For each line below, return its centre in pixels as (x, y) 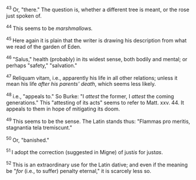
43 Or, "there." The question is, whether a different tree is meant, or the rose (98, 9)
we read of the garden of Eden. (44, 46)
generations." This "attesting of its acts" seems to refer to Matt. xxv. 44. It (95, 102)
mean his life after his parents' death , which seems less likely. (81, 84)
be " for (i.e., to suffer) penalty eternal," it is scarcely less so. (79, 171)
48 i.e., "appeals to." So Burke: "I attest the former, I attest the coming (90, 96)
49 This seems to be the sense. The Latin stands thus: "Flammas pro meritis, (98, 121)
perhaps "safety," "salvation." (42, 65)
